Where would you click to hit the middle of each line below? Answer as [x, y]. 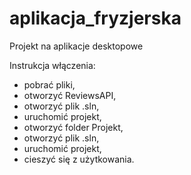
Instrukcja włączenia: [52, 65]
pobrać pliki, [49, 84]
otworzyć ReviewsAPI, [70, 95]
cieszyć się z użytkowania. [79, 159]
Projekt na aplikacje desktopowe [76, 46]
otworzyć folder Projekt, [73, 127]
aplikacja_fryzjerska [95, 18]
